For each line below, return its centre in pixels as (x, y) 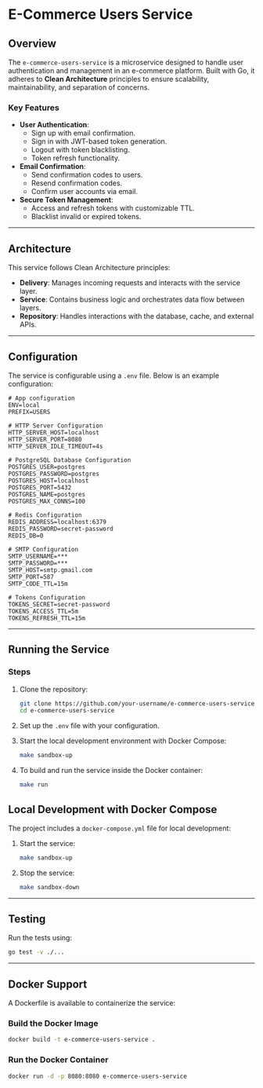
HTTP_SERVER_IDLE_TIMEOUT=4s (56, 446)
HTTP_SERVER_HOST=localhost (54, 432)
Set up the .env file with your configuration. (89, 726)
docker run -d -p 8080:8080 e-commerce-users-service (98, 1076)
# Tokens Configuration (47, 597)
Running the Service (59, 650)
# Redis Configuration (45, 515)
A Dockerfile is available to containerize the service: (92, 1003)
